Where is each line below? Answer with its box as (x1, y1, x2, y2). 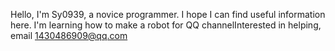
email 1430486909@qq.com (10, 30, 128, 41)
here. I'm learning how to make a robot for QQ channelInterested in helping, (10, 19, 322, 31)
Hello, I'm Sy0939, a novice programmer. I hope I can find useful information (10, 9, 326, 20)
